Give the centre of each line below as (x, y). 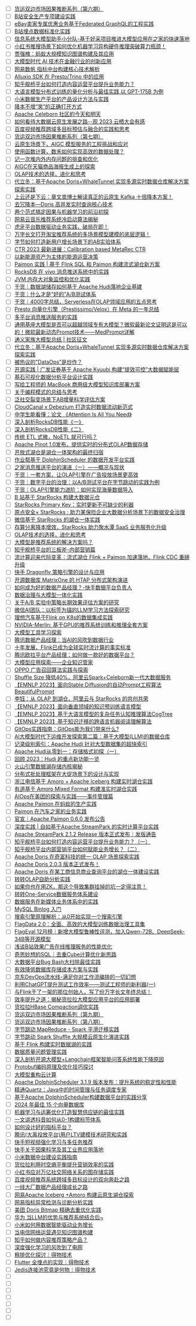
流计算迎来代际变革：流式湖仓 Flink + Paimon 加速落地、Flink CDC (96, 557)
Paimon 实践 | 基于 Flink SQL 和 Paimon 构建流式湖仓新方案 (87, 264)
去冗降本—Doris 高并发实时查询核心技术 (63, 204)
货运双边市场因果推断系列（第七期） (59, 137)
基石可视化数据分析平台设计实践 (53, 377)
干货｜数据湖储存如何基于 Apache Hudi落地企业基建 (78, 287)
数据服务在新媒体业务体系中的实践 (56, 902)
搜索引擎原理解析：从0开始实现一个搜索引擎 (68, 917)
